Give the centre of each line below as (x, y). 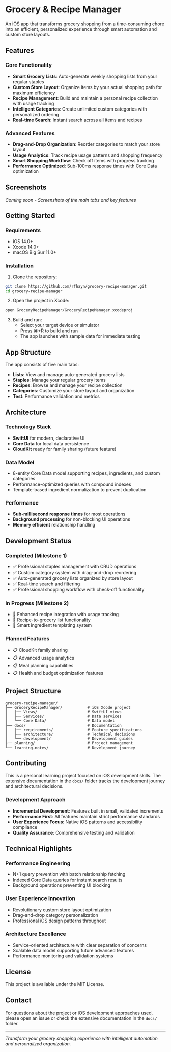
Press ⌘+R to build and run (49, 331)
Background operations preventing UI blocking (62, 885)
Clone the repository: (35, 277)
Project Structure (33, 691)
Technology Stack (28, 427)
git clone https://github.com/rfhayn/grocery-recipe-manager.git (76, 286)
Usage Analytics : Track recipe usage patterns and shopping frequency (88, 155)
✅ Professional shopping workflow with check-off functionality (78, 590)
